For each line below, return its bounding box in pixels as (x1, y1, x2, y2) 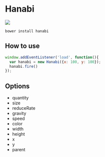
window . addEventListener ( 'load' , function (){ (5, 55, 99, 59)
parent (12, 147, 26, 153)
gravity (12, 111, 27, 117)
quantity (12, 95, 29, 101)
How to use (5, 42, 40, 50)
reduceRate (12, 105, 35, 111)
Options (5, 82, 30, 90)
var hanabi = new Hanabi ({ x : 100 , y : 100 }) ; (9, 59, 101, 64)
